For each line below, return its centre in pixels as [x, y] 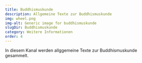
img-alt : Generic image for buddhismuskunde [51, 23]
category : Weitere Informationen [39, 32]
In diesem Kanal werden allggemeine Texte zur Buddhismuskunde [71, 50]
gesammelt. [17, 55]
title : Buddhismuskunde [29, 9]
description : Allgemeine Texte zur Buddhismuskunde [58, 14]
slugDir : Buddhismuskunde [31, 28]
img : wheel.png [20, 18]
